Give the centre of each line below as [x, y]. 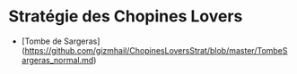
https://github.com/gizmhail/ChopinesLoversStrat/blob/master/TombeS [156, 50]
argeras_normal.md [57, 60]
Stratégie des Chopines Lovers [126, 16]
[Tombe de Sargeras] [61, 41]
